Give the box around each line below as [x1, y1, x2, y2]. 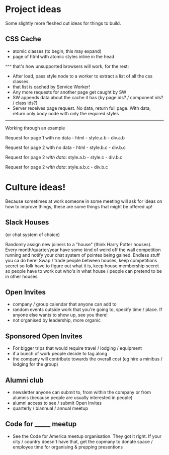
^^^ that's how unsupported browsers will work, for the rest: [5, 63, 129, 69]
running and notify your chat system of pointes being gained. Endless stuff [5, 252, 160, 258]
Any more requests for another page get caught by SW [12, 89, 127, 95]
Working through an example [5, 125, 65, 131]
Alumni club [5, 376, 44, 385]
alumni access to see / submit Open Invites [12, 400, 102, 406]
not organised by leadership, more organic [12, 317, 101, 323]
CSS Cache [5, 35, 41, 43]
